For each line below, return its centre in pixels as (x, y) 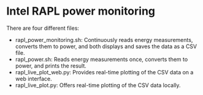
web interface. (33, 79)
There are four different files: (43, 28)
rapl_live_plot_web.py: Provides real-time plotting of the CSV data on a (104, 72)
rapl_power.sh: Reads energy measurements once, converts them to (101, 59)
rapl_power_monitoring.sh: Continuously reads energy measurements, (104, 40)
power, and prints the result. (51, 66)
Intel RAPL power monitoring (81, 11)
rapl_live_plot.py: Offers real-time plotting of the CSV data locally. (98, 85)
